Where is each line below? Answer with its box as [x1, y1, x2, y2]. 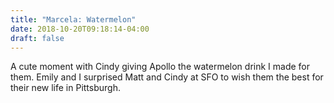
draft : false [10, 33, 65, 43]
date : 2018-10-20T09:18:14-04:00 [10, 24, 150, 34]
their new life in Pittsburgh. [10, 82, 121, 94]
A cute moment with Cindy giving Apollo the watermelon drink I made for [10, 61, 311, 73]
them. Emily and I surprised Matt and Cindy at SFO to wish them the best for [10, 71, 324, 83]
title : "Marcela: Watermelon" [10, 14, 137, 25]
